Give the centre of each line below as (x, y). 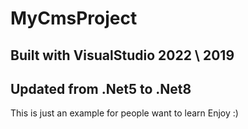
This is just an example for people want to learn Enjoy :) (124, 113)
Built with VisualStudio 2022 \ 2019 (122, 55)
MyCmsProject (74, 18)
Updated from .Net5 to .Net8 (101, 88)
